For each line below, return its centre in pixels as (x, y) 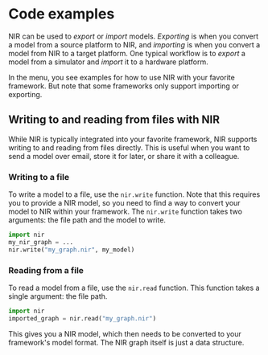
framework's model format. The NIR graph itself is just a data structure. (126, 342)
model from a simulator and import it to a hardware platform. (108, 62)
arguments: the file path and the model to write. (87, 220)
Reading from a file (46, 270)
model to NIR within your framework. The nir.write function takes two (126, 212)
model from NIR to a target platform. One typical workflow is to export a (127, 53)
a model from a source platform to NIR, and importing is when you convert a (134, 44)
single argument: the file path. (58, 296)
